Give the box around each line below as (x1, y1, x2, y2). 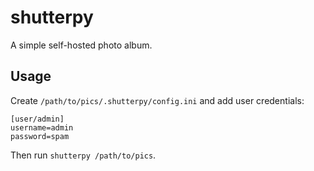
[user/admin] (10, 114, 65, 124)
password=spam (10, 131, 70, 141)
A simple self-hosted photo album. (10, 39, 153, 51)
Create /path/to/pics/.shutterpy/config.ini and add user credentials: (10, 94, 305, 106)
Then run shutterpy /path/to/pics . (10, 149, 157, 161)
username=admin (10, 122, 74, 133)
